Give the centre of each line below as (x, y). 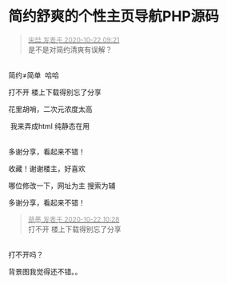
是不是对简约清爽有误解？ (70, 50)
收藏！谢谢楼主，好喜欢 (47, 168)
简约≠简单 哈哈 (34, 75)
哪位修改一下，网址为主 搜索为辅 (62, 186)
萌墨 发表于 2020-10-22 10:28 (74, 219)
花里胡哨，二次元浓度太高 (50, 109)
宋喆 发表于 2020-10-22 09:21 (74, 40)
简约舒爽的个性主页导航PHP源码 (114, 16)
